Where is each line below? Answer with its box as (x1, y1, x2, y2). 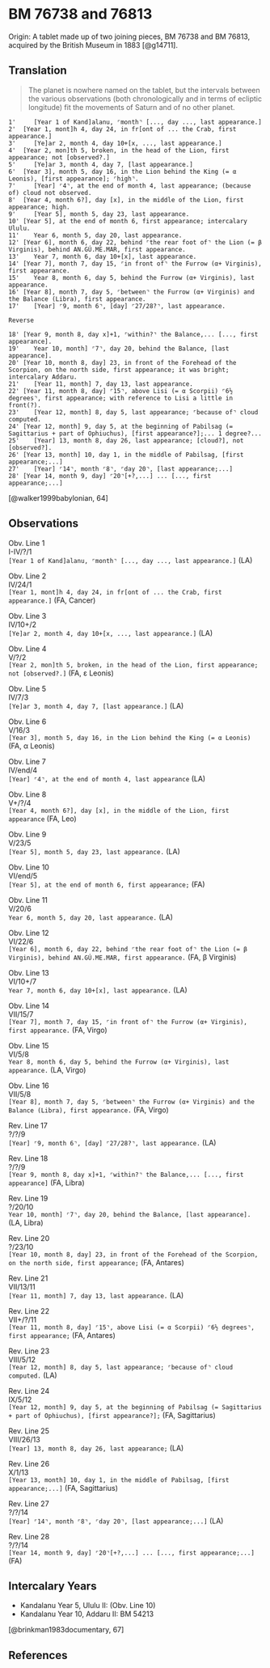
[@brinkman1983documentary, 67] (8, 1625, 124, 1635)
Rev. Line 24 (8, 1386, 50, 1395)
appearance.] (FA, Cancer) (8, 595, 96, 605)
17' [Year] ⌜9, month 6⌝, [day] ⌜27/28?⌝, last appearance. (8, 302, 226, 310)
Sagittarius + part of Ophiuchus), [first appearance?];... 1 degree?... (8, 430, 263, 438)
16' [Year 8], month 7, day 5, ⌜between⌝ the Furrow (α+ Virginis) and (8, 288, 255, 296)
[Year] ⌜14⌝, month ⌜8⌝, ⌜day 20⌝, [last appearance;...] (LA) (8, 1516, 224, 1526)
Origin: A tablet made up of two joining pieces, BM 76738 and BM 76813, (8, 32, 251, 41)
